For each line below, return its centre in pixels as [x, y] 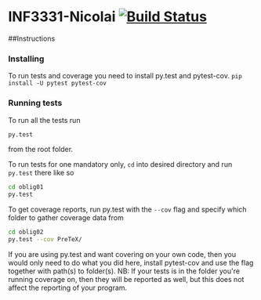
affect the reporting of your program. [68, 287]
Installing [26, 59]
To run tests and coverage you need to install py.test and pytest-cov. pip [125, 76]
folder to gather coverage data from [66, 218]
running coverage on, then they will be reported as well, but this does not [126, 279]
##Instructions [32, 38]
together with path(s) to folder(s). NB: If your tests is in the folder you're [124, 271]
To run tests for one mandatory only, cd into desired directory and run [120, 164]
